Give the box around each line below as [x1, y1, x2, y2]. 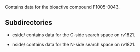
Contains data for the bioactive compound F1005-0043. [5, 4, 120, 10]
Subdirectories [5, 18, 52, 27]
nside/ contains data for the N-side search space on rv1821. [12, 41, 136, 47]
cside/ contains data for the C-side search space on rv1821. [12, 32, 136, 38]
